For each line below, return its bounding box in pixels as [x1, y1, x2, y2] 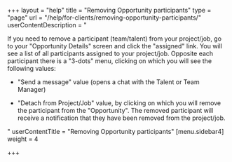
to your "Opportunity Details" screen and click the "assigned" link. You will [7, 42, 223, 50]
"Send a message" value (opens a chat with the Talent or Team [17, 78, 200, 86]
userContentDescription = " [7, 21, 87, 29]
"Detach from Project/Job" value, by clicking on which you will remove [17, 99, 221, 107]
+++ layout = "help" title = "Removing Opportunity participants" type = [7, 6, 212, 14]
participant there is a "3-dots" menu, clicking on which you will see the [7, 57, 212, 65]
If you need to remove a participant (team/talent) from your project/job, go [7, 34, 222, 43]
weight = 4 [7, 135, 39, 143]
